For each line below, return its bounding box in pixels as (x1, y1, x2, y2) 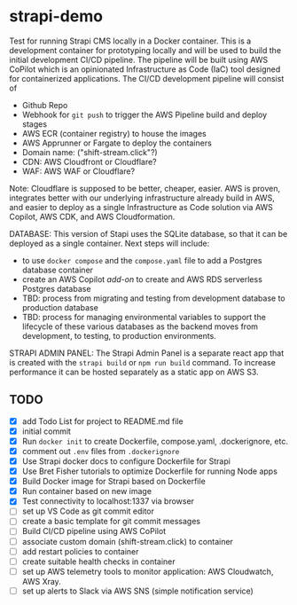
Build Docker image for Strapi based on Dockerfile (21, 476, 206, 487)
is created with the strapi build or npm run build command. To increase (9, 357, 277, 367)
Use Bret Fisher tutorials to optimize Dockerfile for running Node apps (21, 466, 277, 476)
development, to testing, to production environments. (21, 330, 217, 341)
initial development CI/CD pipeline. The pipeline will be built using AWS (9, 54, 269, 65)
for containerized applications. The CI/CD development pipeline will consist (9, 73, 285, 83)
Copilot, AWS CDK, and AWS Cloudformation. (9, 211, 176, 222)
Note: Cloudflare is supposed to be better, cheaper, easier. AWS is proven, (9, 183, 281, 193)
